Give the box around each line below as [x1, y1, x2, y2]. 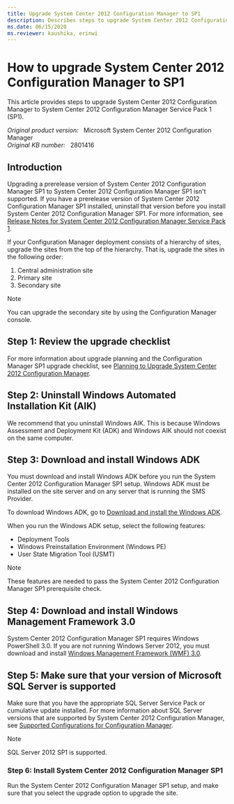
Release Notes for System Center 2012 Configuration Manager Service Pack [7, 217, 226, 225]
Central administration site [17, 266, 93, 275]
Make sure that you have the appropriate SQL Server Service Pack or [7, 699, 205, 708]
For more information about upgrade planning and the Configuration [7, 354, 203, 363]
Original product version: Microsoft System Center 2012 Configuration [7, 126, 212, 135]
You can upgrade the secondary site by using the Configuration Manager [7, 308, 217, 316]
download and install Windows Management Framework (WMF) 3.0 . [7, 649, 202, 657]
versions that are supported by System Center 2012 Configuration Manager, [7, 714, 225, 722]
